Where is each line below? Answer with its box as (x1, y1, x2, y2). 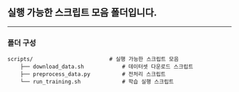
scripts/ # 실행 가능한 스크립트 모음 (7, 56, 179, 63)
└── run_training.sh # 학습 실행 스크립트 (20, 79, 174, 86)
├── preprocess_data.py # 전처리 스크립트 (20, 71, 166, 78)
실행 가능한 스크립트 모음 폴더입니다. (7, 6, 158, 19)
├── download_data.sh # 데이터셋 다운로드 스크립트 (20, 63, 193, 71)
